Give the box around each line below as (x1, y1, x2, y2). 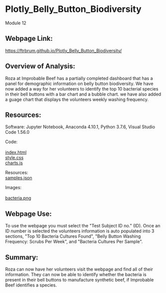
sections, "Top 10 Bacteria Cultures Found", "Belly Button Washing (5, 233, 141, 239)
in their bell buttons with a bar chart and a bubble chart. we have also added (5, 91, 162, 97)
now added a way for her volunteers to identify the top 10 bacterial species (5, 86, 159, 92)
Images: (5, 185, 22, 191)
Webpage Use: (5, 209, 52, 218)
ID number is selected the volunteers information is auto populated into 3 (5, 228, 155, 234)
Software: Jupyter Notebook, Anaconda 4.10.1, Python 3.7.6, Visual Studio (5, 124, 156, 130)
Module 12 (5, 20, 26, 26)
